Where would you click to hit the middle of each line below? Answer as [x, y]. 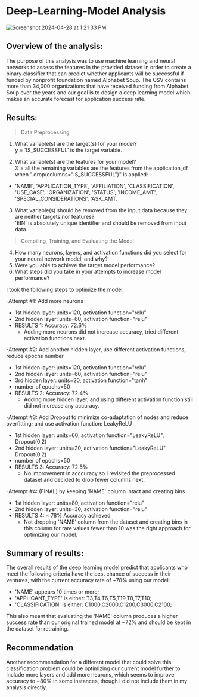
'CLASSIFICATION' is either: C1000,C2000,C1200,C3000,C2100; [93, 604]
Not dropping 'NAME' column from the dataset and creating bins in [106, 522]
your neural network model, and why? [61, 259]
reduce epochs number [35, 356]
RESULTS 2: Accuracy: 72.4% [51, 393]
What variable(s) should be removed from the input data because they [101, 210]
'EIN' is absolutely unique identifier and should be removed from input [100, 223]
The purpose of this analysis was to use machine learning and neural [91, 60]
